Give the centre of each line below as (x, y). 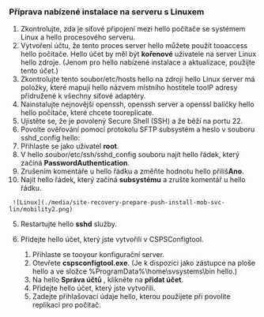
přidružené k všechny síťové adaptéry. (83, 96)
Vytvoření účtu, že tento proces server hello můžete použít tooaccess (134, 46)
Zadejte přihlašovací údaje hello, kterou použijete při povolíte (131, 296)
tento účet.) (39, 71)
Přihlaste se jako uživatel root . (70, 146)
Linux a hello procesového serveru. (78, 37)
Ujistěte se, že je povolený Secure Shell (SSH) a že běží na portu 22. (132, 121)
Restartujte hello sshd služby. (69, 224)
